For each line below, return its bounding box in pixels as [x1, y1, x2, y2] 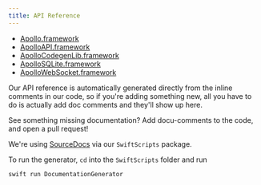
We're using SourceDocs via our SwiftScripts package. [8, 139, 192, 148]
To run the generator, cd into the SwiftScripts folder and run [8, 155, 207, 164]
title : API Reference [8, 11, 81, 20]
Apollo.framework [19, 33, 79, 43]
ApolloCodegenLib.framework [19, 50, 120, 60]
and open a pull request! [8, 124, 89, 133]
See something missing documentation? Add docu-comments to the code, [8, 115, 254, 124]
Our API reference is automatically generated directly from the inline [8, 83, 233, 92]
